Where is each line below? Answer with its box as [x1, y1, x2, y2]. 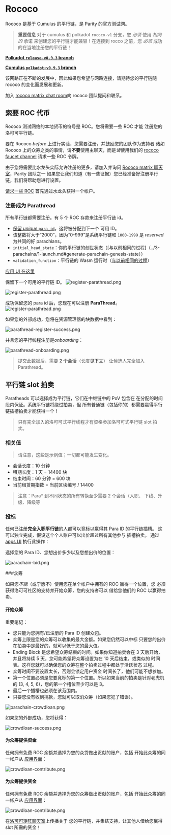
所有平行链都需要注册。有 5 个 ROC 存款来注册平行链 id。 [5, 214, 126, 221]
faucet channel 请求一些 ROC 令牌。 [5, 153, 81, 159]
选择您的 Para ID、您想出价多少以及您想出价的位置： [5, 550, 116, 556]
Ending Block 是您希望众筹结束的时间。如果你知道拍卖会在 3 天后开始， [12, 649, 163, 655]
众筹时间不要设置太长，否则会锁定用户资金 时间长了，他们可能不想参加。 [12, 668, 166, 674]
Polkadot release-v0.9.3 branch [5, 54, 74, 60]
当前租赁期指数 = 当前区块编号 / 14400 [12, 482, 94, 488]
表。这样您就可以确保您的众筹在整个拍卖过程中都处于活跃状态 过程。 [12, 662, 157, 668]
